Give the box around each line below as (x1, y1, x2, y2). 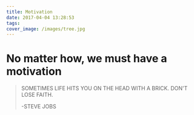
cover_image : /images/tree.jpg (6, 25, 85, 32)
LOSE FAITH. (21, 91, 53, 99)
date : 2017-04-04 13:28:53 (6, 15, 75, 21)
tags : (6, 20, 20, 26)
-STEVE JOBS (21, 103, 56, 110)
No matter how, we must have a (6, 52, 168, 65)
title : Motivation (6, 8, 53, 15)
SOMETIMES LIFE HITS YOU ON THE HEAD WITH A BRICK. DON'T (21, 85, 188, 92)
